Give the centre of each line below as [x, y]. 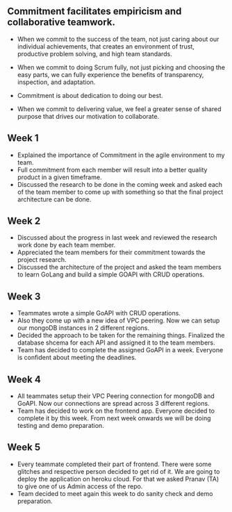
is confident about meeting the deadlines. [77, 358]
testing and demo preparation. [60, 426]
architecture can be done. [54, 199]
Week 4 [24, 379]
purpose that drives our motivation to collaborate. [88, 116]
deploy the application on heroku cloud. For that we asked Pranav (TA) [118, 479]
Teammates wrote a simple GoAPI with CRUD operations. [99, 313]
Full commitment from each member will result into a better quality [112, 170]
